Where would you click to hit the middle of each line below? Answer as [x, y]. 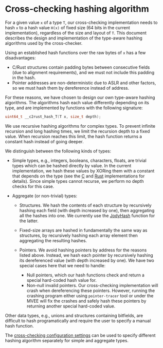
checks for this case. [33, 186]
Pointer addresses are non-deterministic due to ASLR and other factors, [84, 83]
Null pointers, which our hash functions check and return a [85, 275]
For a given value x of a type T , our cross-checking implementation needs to [81, 22]
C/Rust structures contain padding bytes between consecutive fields [81, 67]
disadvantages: [20, 58]
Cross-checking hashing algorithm [77, 9]
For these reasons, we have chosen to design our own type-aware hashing [80, 97]
